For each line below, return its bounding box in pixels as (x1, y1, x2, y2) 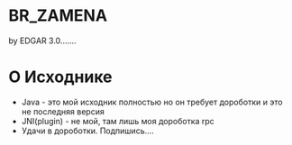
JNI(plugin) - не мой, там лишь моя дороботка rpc (21, 115, 215, 126)
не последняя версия (21, 105, 105, 117)
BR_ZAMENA (8, 5, 108, 26)
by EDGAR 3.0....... (8, 35, 78, 46)
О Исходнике (8, 67, 114, 87)
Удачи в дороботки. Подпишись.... (21, 125, 154, 136)
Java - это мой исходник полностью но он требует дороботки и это (21, 96, 283, 107)
